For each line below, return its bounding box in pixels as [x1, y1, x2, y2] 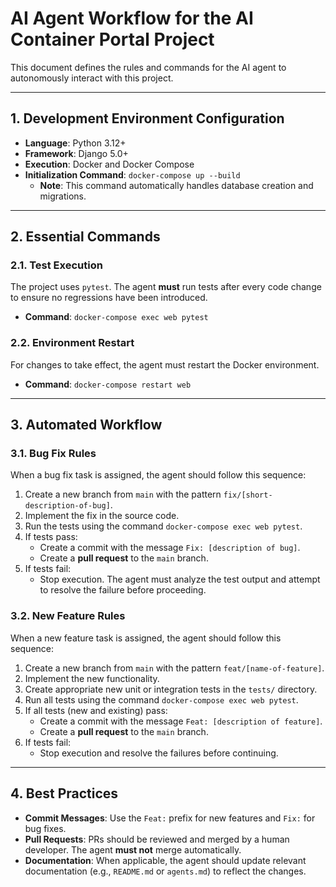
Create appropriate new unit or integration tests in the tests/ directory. [24, 683, 318, 695]
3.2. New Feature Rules [10, 609, 126, 623]
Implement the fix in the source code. [24, 510, 180, 522]
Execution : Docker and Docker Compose [24, 158, 195, 170]
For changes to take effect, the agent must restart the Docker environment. [10, 358, 320, 371]
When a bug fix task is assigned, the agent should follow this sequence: [10, 469, 307, 481]
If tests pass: [24, 531, 78, 543]
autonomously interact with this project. [10, 72, 174, 84]
